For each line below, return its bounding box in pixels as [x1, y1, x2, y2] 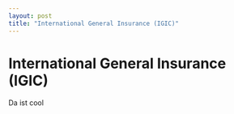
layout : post [8, 11, 53, 20]
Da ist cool [8, 98, 45, 108]
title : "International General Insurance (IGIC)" [8, 19, 180, 27]
